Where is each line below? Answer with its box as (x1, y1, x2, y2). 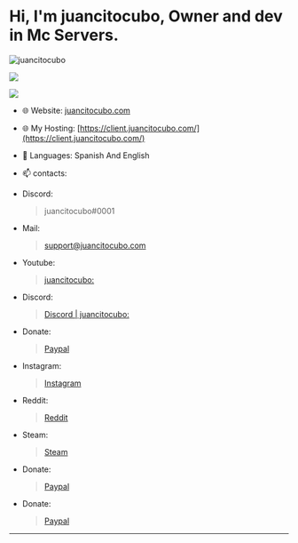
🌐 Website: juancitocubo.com (21, 105, 131, 116)
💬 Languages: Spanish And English (21, 149, 150, 161)
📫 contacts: (21, 167, 67, 179)
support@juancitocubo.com (43, 240, 146, 251)
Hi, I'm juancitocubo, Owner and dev (9, 6, 284, 27)
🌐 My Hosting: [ (21, 123, 81, 133)
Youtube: (21, 257, 56, 268)
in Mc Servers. (9, 25, 120, 45)
